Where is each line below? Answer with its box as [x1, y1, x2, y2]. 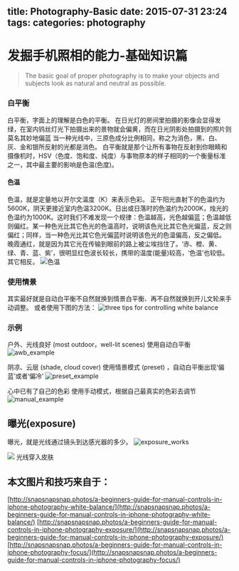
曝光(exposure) [7, 417, 76, 429]
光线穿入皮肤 [16, 453, 54, 461]
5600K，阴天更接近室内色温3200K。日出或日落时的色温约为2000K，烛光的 [7, 204, 229, 212]
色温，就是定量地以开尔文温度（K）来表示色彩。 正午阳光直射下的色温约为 [7, 195, 225, 204]
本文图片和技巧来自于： [7, 476, 110, 488]
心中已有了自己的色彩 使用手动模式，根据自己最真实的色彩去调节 [7, 387, 196, 396]
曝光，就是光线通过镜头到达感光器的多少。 [7, 438, 132, 446]
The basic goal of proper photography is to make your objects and [24, 71, 220, 80]
